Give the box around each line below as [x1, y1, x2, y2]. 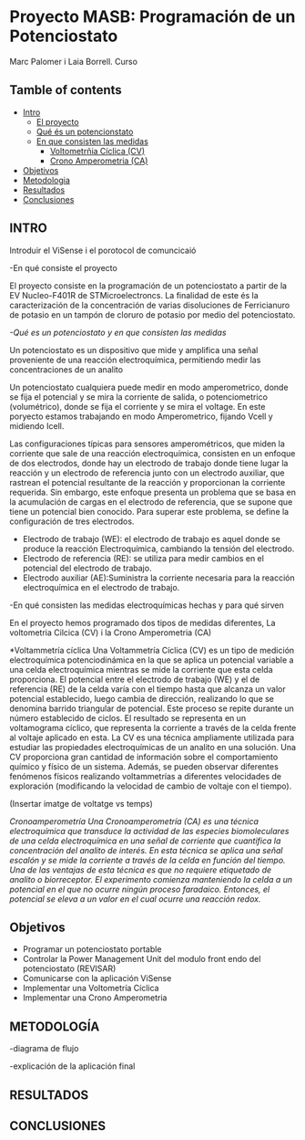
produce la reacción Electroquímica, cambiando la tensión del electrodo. [22, 543, 295, 554]
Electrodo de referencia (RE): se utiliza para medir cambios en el [22, 552, 264, 563]
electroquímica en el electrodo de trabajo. [22, 581, 180, 592]
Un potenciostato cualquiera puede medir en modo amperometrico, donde [9, 382, 289, 392]
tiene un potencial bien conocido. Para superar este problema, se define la [9, 506, 290, 517]
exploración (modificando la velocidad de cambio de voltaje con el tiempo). [9, 780, 292, 791]
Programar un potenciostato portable [22, 944, 162, 955]
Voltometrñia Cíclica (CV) [49, 145, 146, 156]
